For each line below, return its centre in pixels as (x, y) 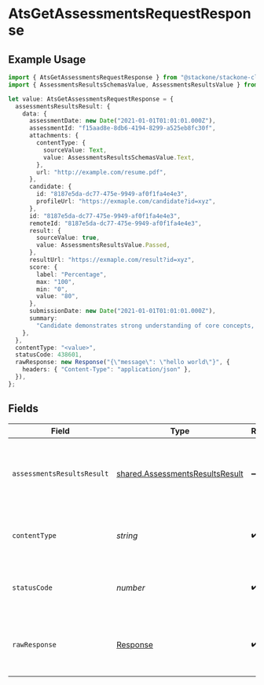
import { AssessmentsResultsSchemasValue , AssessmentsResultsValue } (125, 85)
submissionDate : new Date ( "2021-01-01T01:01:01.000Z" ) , (122, 311)
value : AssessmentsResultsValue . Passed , (103, 245)
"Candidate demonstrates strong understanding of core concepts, (146, 326)
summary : (43, 319)
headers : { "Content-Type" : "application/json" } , (107, 370)
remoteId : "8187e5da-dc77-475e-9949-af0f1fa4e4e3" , (115, 223)
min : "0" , (52, 289)
